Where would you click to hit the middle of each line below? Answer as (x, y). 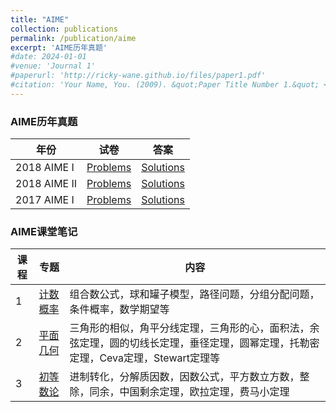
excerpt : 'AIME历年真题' (59, 47)
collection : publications (64, 29)
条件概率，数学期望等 (119, 309)
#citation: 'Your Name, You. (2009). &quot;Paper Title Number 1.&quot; (165, 85)
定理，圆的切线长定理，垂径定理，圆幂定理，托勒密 (199, 343)
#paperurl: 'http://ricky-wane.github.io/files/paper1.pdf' (138, 76)
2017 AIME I (45, 200)
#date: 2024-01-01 (48, 57)
